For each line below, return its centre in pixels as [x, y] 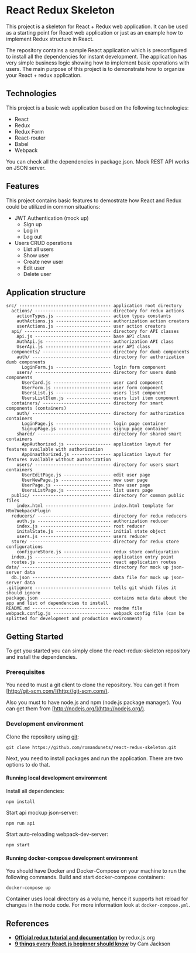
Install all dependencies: [35, 791]
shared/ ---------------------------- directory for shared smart [99, 434]
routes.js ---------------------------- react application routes [94, 562]
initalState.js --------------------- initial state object [91, 532]
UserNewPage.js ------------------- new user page [85, 480]
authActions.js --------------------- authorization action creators [103, 321]
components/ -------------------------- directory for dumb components [101, 352]
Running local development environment [56, 778]
